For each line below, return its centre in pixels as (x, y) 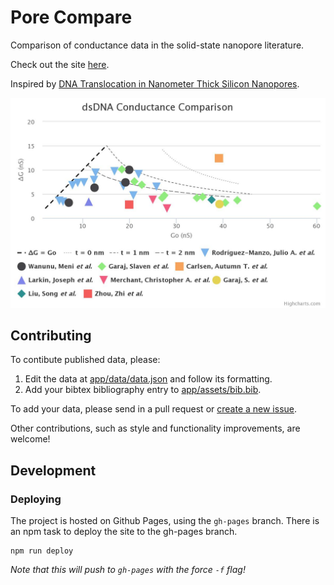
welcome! (30, 439)
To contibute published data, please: (85, 360)
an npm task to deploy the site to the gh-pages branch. (124, 532)
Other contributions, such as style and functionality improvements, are (155, 428)
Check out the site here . (60, 64)
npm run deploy (42, 551)
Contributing (51, 335)
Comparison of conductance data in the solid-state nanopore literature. (157, 45)
